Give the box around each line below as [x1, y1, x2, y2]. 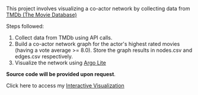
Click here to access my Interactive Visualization [6, 82, 124, 89]
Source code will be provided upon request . [6, 71, 116, 77]
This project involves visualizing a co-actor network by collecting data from [6, 5, 191, 12]
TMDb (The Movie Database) [6, 11, 77, 18]
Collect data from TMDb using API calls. [14, 34, 113, 41]
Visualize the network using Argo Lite [14, 59, 107, 66]
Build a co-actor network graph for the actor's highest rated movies [14, 41, 180, 47]
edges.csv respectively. [14, 53, 73, 60]
